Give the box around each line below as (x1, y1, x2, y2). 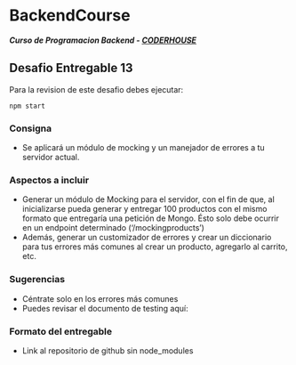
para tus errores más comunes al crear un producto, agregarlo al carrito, (21, 241, 288, 252)
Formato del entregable (9, 325, 113, 337)
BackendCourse (9, 5, 131, 26)
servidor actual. (21, 152, 80, 163)
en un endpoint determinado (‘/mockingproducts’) (21, 223, 204, 233)
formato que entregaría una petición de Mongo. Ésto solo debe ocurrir (21, 213, 280, 223)
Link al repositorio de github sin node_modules (21, 345, 194, 356)
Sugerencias (9, 273, 65, 286)
